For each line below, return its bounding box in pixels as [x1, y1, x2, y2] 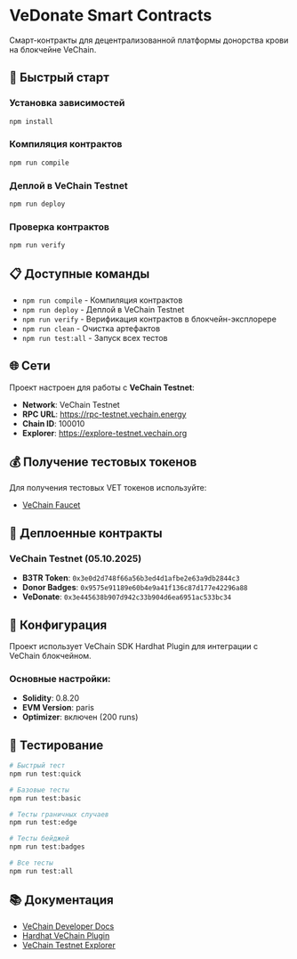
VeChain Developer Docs [21, 921, 115, 931]
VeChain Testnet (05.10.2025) [9, 552, 142, 565]
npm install [9, 117, 53, 126]
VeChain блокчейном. [9, 650, 92, 661]
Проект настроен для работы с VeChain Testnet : [9, 382, 195, 393]
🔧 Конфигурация [9, 617, 108, 632]
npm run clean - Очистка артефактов [21, 322, 161, 334]
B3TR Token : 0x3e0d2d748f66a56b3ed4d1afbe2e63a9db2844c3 [21, 573, 240, 583]
